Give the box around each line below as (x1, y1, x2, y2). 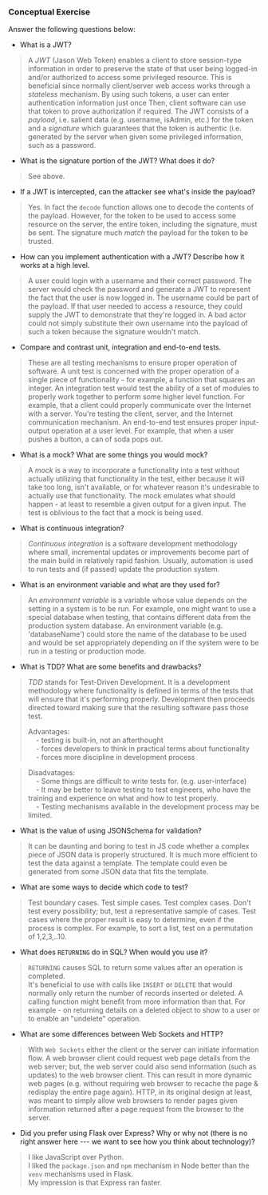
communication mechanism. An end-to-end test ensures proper (27, 418, 238, 427)
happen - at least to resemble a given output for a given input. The (27, 499, 246, 510)
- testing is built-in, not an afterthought (35, 735, 164, 745)
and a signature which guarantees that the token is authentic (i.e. (27, 123, 242, 134)
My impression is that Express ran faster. (27, 1178, 162, 1188)
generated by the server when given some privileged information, (27, 132, 244, 142)
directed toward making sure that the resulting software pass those (27, 703, 249, 713)
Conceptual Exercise (8, 6, 91, 18)
